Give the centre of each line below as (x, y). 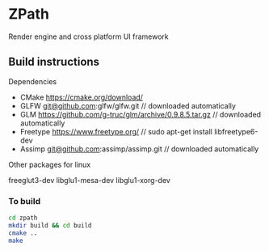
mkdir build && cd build (50, 225)
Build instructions (54, 62)
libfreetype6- (236, 131)
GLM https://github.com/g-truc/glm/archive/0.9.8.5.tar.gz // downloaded (140, 114)
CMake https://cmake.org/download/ (82, 97)
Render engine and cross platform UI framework (89, 36)
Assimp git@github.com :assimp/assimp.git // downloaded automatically (139, 149)
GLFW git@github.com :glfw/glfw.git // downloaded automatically (128, 105)
